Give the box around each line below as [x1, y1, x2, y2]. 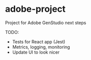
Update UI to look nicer [12, 49, 60, 55]
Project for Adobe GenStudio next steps [5, 20, 87, 26]
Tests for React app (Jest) [12, 38, 66, 45]
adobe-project [5, 3, 66, 15]
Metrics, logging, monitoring [12, 44, 70, 50]
